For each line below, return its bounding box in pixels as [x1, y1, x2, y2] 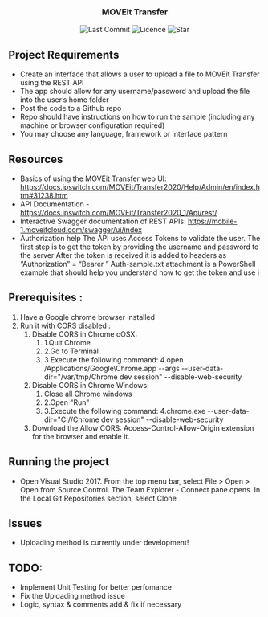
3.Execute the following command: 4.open [43, 354, 184, 364]
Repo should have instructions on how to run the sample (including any [19, 112, 255, 122]
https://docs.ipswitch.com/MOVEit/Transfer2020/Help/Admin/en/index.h [19, 182, 261, 191]
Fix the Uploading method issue [19, 591, 126, 601]
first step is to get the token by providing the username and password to [19, 242, 259, 251]
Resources [8, 152, 63, 166]
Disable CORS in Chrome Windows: [31, 380, 150, 390]
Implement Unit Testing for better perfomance [19, 582, 173, 592]
